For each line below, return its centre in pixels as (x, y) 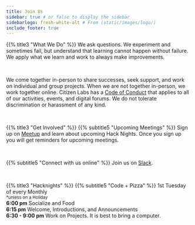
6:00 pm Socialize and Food (41, 203)
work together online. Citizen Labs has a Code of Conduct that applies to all (97, 92)
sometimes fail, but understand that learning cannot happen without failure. (97, 51)
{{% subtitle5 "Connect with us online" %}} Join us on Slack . (80, 163)
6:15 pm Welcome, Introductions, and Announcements (72, 210)
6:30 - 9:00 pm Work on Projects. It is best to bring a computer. (83, 216)
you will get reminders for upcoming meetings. (63, 140)
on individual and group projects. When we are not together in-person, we (96, 86)
